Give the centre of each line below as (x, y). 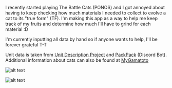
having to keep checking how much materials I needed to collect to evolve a (85, 13)
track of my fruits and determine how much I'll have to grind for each (78, 24)
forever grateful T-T (26, 45)
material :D (17, 29)
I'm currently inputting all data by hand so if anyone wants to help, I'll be (82, 39)
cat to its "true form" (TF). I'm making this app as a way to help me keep (82, 18)
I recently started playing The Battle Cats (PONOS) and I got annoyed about (85, 7)
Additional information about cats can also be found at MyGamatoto (77, 60)
